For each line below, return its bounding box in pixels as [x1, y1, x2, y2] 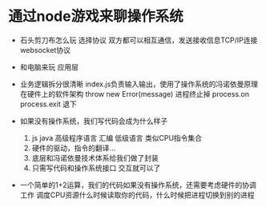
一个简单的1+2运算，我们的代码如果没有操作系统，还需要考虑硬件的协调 [19, 180, 256, 189]
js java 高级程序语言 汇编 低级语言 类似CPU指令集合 [31, 133, 203, 142]
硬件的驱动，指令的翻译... [31, 143, 116, 153]
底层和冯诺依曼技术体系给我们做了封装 [31, 153, 159, 162]
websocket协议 [19, 45, 71, 54]
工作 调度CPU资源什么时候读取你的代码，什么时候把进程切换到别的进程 [19, 189, 255, 200]
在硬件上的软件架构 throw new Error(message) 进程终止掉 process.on [19, 89, 250, 98]
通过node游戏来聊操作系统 [8, 7, 183, 26]
